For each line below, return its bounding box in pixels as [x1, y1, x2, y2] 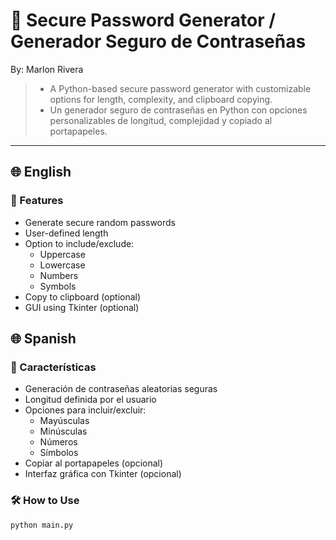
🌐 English [10, 164, 72, 181]
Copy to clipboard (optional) [24, 290, 142, 303]
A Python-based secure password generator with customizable [49, 82, 312, 94]
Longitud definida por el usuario [24, 394, 157, 406]
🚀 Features [10, 194, 64, 208]
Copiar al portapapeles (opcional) [24, 457, 164, 469]
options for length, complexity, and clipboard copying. [49, 93, 273, 105]
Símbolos [39, 447, 79, 459]
